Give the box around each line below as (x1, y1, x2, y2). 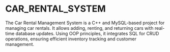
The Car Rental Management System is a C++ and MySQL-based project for (5, 20, 165, 26)
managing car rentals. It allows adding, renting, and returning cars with (5, 25, 154, 31)
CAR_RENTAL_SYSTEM (5, 3, 106, 15)
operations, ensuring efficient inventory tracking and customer (5, 36, 136, 42)
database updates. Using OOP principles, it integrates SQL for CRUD (15, 30, 159, 36)
